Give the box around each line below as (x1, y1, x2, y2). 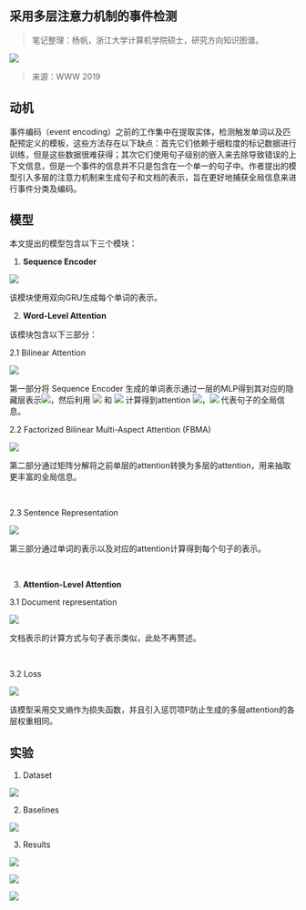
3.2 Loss (9, 669, 42, 680)
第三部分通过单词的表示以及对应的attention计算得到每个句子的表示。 (9, 543, 266, 554)
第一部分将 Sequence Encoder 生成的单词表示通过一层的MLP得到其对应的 (9, 383, 286, 394)
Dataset (22, 770, 53, 781)
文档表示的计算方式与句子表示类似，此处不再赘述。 (9, 632, 201, 644)
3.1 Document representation (9, 597, 117, 608)
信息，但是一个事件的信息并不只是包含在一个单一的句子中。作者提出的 (25, 160, 289, 171)
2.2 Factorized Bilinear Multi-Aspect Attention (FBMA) (9, 424, 211, 435)
